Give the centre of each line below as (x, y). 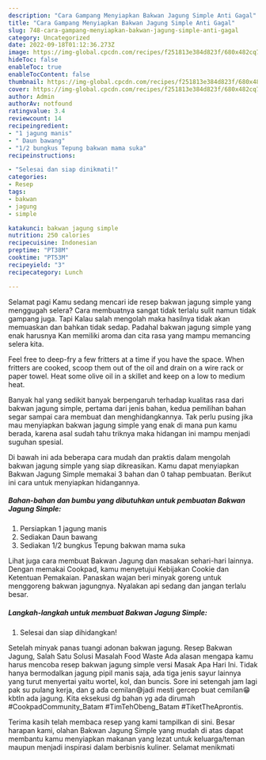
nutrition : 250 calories (49, 236)
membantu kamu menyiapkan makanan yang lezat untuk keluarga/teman (127, 739)
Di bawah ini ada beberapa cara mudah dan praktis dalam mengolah (120, 457)
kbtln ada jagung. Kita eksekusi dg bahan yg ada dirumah (102, 698)
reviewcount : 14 (35, 119)
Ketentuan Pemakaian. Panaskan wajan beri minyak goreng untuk (115, 578)
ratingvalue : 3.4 (37, 112)
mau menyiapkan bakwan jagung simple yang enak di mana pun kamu (123, 425)
